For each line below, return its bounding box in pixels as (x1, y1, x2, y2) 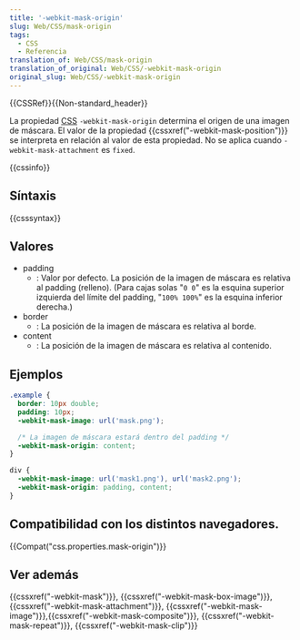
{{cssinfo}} (9, 161, 51, 173)
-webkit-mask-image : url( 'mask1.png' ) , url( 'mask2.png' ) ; (17, 474, 243, 483)
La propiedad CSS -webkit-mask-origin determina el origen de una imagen (9, 115, 290, 126)
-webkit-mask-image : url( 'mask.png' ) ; (17, 416, 165, 425)
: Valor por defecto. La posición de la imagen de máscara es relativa (35, 272, 291, 283)
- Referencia (17, 47, 67, 56)
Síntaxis (9, 188, 57, 204)
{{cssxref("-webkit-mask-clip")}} (75, 620, 198, 631)
